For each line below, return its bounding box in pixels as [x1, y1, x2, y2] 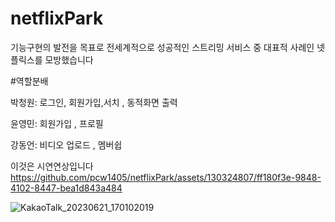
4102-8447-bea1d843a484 [10, 182, 123, 194]
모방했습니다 [44, 53, 94, 66]
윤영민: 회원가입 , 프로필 [10, 117, 104, 129]
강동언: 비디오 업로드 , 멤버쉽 [10, 138, 123, 151]
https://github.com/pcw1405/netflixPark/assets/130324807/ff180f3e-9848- [10, 171, 322, 183]
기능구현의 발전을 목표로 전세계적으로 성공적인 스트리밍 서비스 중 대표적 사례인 [10, 41, 315, 53]
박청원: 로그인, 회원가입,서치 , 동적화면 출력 [10, 96, 178, 108]
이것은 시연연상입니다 [10, 160, 94, 172]
